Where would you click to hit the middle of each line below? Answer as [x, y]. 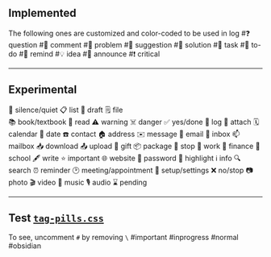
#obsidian [25, 246]
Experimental [43, 90]
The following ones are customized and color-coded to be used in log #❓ [129, 33]
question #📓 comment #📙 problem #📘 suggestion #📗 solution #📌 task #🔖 [129, 44]
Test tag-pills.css [56, 218]
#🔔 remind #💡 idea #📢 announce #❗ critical [90, 54]
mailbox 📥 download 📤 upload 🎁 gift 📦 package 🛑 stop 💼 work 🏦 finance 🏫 [134, 146]
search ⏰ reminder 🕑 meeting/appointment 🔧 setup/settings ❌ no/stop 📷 [131, 170]
